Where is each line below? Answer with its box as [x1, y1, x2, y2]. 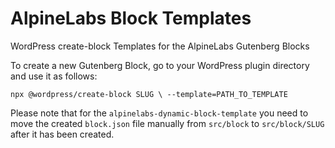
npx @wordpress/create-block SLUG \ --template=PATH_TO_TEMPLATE [10, 89, 288, 99]
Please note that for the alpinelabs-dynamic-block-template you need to [10, 107, 309, 119]
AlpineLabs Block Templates [10, 7, 252, 30]
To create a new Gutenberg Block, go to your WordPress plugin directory [10, 59, 310, 71]
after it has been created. [10, 128, 115, 140]
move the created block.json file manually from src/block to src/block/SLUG [10, 117, 325, 129]
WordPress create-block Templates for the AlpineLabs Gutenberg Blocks [10, 40, 310, 52]
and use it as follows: [10, 70, 98, 82]
